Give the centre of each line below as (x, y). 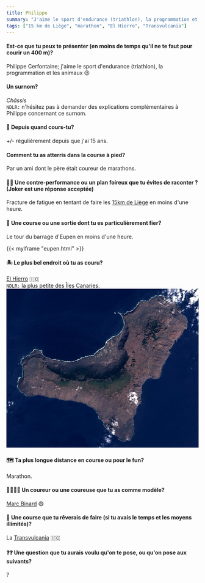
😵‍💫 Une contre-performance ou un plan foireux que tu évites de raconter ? (102, 182)
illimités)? (19, 524)
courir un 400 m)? (30, 53)
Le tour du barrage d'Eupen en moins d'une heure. (70, 237)
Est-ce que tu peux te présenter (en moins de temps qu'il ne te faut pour (99, 46)
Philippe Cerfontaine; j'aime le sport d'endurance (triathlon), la (85, 66)
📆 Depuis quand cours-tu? (40, 127)
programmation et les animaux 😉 (48, 73)
